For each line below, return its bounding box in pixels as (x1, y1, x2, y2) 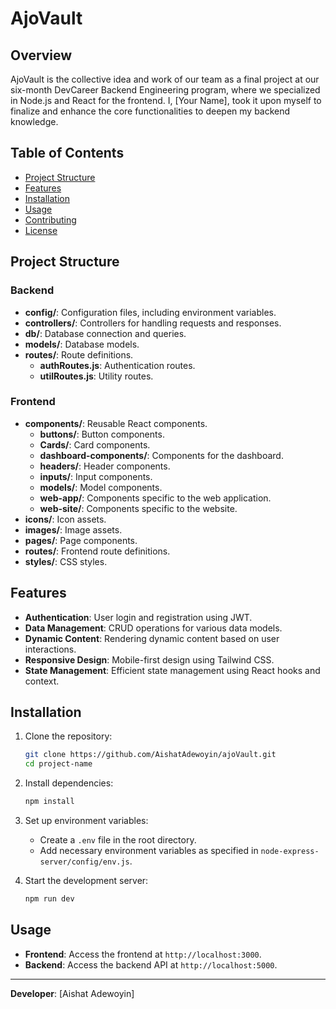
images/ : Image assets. (24, 523, 123, 536)
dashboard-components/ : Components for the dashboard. (39, 449, 284, 461)
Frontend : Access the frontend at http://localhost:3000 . (24, 948, 262, 960)
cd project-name (24, 759, 93, 769)
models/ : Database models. (24, 338, 140, 350)
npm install (24, 797, 75, 807)
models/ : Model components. (39, 481, 163, 493)
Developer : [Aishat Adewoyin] (10, 987, 135, 999)
